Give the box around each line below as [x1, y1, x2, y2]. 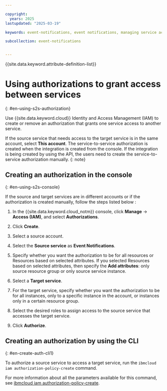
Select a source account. [12, 233, 64, 239]
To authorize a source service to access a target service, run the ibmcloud [5, 360, 157, 366]
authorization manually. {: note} [21, 156, 86, 162]
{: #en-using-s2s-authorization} [5, 105, 71, 112]
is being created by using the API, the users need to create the [5, 151, 133, 157]
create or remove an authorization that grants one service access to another [5, 120, 162, 127]
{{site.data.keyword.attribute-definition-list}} [5, 61, 97, 67]
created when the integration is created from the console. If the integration [5, 146, 158, 152]
